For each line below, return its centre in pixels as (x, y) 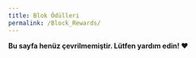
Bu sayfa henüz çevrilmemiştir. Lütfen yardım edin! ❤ (98, 45)
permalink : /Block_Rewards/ (55, 23)
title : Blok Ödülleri (44, 15)
